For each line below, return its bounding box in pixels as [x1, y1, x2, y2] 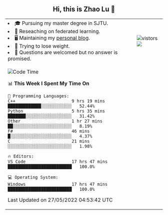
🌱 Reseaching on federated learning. [14, 28, 100, 35]
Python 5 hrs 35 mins [7, 108, 105, 114]
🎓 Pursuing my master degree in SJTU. [14, 20, 108, 27]
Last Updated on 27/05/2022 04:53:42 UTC [7, 196, 113, 203]
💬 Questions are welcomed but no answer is [14, 49, 118, 56]
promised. [7, 55, 31, 62]
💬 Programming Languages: [7, 93, 69, 98]
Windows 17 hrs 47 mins [7, 181, 108, 187]
